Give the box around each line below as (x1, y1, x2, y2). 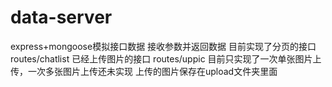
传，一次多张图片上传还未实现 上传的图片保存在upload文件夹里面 (10, 65, 278, 77)
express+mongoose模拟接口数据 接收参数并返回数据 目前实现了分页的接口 (10, 40, 317, 52)
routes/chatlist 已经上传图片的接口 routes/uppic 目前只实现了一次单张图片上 (10, 52, 322, 65)
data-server (10, 6, 113, 29)
